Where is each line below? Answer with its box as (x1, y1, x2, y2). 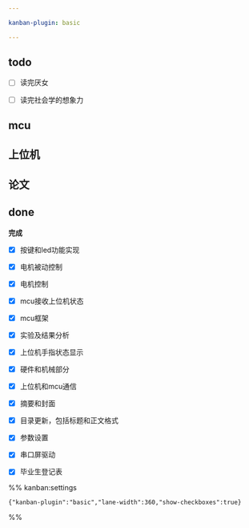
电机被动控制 (19, 262, 62, 271)
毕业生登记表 (19, 467, 62, 477)
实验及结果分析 (19, 330, 70, 339)
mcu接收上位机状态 (19, 296, 84, 306)
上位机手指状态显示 (19, 347, 84, 357)
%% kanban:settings (8, 483, 78, 493)
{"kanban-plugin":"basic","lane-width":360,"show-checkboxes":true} (8, 498, 242, 506)
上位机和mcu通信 (19, 382, 78, 392)
